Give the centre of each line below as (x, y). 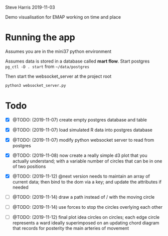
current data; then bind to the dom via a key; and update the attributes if (87, 182)
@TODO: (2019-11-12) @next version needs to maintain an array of (81, 176)
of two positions (29, 166)
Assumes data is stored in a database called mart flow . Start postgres (77, 61)
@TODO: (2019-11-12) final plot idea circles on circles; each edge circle (86, 217)
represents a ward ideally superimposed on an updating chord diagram (86, 223)
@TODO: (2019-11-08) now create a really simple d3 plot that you (80, 155)
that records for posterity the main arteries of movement (71, 228)
